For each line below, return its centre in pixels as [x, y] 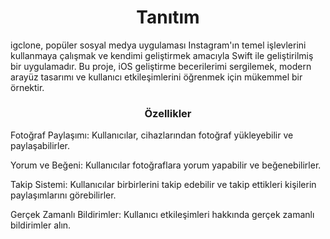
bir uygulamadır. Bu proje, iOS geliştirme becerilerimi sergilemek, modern [161, 66]
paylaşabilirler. [40, 146]
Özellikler [168, 113]
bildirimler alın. [41, 225]
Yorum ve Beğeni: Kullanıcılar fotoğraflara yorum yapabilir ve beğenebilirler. [166, 165]
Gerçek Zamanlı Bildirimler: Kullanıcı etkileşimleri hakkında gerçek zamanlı [162, 215]
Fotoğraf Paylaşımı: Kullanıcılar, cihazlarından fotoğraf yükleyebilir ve [152, 135]
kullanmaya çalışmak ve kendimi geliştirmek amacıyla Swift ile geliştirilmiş [162, 55]
